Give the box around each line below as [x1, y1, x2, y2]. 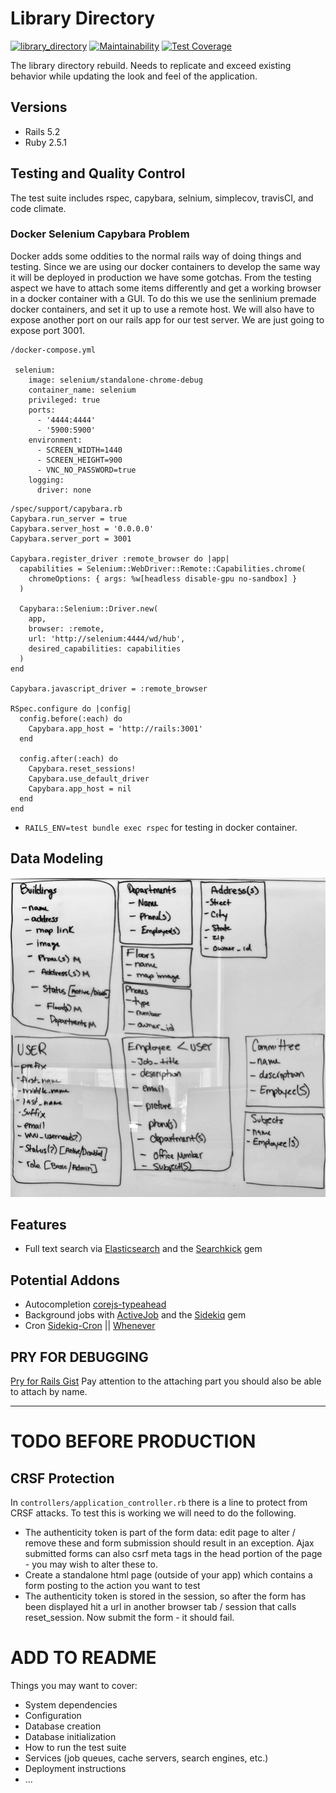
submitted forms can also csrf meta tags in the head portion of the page [24, 1548, 323, 1560]
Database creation [24, 1720, 102, 1732]
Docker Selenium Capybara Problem [10, 227, 190, 241]
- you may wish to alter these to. [24, 1558, 158, 1571]
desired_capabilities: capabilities [28, 643, 182, 654]
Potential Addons [10, 1272, 121, 1289]
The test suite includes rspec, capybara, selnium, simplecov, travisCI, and [10, 192, 314, 204]
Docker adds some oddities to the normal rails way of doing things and [10, 250, 302, 262]
